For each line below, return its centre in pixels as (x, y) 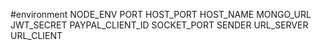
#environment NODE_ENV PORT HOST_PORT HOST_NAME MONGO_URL (161, 14)
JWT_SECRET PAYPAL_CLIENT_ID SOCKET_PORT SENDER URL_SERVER (159, 25)
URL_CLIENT (36, 35)
